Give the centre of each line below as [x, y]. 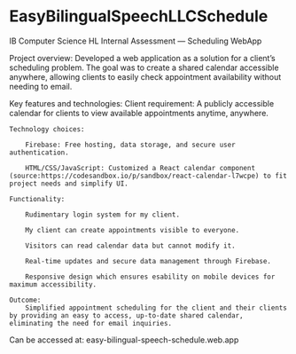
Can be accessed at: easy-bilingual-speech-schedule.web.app [124, 340]
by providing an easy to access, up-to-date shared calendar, [126, 315]
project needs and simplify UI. [69, 184]
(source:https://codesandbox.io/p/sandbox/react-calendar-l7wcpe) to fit [148, 176]
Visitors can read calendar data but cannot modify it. [131, 246]
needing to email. [41, 86]
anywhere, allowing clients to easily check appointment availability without [145, 76]
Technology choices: [47, 129]
